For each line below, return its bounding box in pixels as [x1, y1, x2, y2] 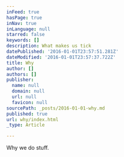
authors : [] [6, 71, 37, 77]
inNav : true [6, 20, 37, 26]
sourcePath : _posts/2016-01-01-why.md [6, 105, 105, 111]
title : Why [6, 60, 34, 66]
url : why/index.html [6, 116, 59, 122]
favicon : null [12, 99, 48, 105]
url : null [12, 94, 37, 100]
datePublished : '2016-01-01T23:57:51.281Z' [6, 49, 119, 55]
